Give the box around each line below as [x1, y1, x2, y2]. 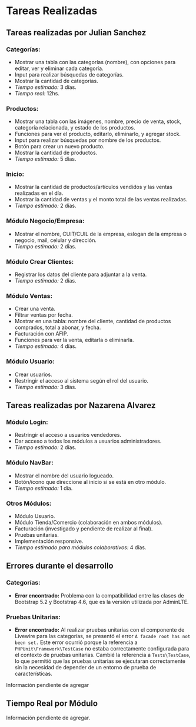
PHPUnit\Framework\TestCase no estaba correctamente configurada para [14, 645, 190, 652]
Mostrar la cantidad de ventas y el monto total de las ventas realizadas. [14, 196, 188, 203]
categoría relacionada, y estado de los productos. [14, 124, 135, 131]
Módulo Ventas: [6, 291, 53, 300]
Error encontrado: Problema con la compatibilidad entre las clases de [14, 592, 184, 599]
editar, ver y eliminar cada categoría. [14, 65, 104, 72]
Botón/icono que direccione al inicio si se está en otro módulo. [14, 478, 167, 485]
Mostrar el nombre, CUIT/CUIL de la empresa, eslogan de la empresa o [14, 230, 187, 237]
